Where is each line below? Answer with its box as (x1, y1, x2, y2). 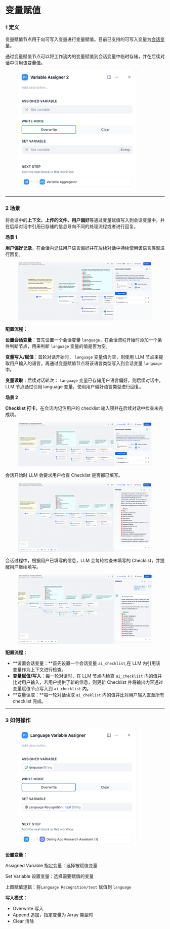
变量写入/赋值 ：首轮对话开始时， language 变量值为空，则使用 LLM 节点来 (5, 353, 159, 360)
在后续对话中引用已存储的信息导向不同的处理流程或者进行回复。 (5, 224, 138, 230)
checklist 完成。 (12, 698, 47, 704)
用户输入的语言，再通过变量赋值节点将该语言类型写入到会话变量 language (9, 360, 162, 366)
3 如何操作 (5, 717, 31, 724)
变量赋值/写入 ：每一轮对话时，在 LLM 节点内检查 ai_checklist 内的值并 (12, 673, 162, 679)
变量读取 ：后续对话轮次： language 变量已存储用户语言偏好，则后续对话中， (5, 377, 163, 383)
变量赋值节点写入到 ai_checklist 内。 (12, 686, 92, 692)
